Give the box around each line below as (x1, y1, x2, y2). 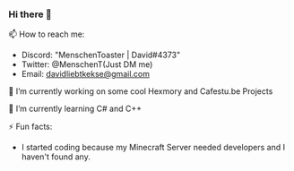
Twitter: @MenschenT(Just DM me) (21, 59, 153, 70)
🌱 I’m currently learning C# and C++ (8, 103, 143, 115)
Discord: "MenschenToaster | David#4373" (21, 49, 181, 61)
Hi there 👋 (8, 8, 53, 21)
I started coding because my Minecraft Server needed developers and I (21, 142, 286, 153)
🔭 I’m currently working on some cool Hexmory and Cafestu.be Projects (8, 86, 273, 97)
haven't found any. (21, 151, 91, 162)
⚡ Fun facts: (8, 121, 53, 133)
